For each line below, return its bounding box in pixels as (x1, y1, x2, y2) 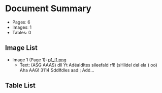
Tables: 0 (12, 29, 31, 35)
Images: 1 (12, 24, 32, 30)
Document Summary (5, 3, 92, 14)
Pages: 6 (12, 19, 31, 25)
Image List (5, 44, 38, 52)
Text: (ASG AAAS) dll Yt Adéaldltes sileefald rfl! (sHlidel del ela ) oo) (19, 62, 158, 68)
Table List (5, 81, 36, 90)
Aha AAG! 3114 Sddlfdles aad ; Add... (19, 67, 95, 73)
